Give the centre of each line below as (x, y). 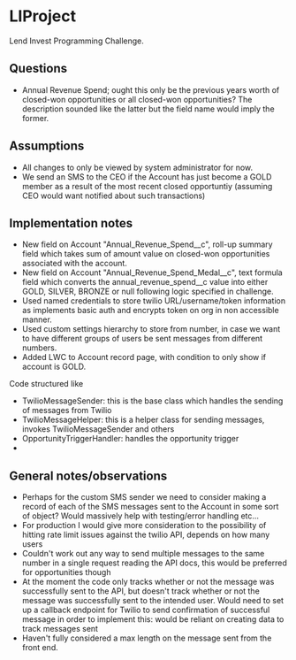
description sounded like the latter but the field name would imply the (148, 109)
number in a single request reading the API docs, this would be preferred (154, 563)
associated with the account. (75, 264)
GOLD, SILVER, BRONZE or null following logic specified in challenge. (148, 292)
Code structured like (46, 384)
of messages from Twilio (67, 411)
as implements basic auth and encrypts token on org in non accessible (151, 311)
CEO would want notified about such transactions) (114, 196)
